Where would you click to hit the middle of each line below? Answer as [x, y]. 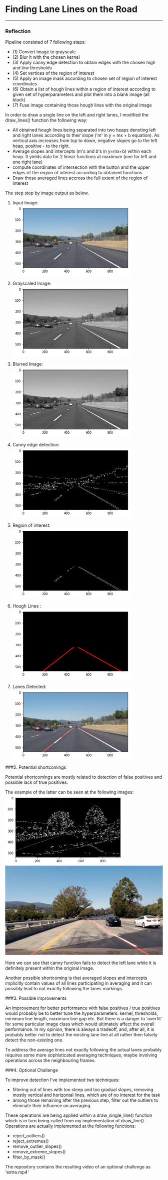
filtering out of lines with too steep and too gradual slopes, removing [83, 1090]
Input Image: [25, 203]
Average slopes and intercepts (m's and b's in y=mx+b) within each [82, 151]
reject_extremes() [30, 1141]
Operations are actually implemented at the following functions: [70, 1126]
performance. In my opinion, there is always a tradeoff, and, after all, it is [80, 1029]
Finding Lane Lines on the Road [71, 9]
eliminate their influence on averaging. [52, 1106]
